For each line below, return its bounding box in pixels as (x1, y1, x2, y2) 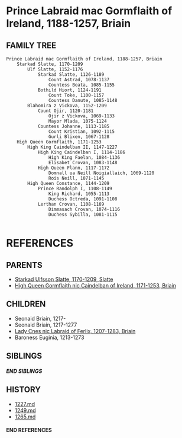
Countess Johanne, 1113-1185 (37, 123, 110, 129)
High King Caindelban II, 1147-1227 (27, 144, 118, 150)
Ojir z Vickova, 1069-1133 (48, 113, 115, 119)
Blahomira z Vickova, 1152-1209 (27, 103, 108, 108)
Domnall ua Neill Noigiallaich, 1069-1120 (48, 170, 155, 176)
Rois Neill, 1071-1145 (48, 175, 105, 181)
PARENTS (6, 260, 43, 270)
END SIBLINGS (6, 367, 43, 375)
